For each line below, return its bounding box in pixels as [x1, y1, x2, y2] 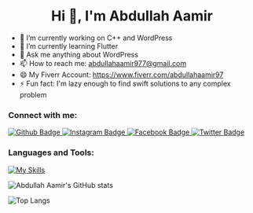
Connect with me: [8, 109, 78, 120]
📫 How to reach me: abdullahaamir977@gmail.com [19, 58, 187, 68]
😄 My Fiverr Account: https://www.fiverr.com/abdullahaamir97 [19, 70, 224, 79]
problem [19, 90, 47, 99]
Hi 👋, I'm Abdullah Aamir [50, 7, 214, 25]
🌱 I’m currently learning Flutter [19, 41, 119, 50]
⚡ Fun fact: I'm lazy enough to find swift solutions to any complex [19, 79, 231, 88]
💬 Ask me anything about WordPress [19, 50, 139, 59]
